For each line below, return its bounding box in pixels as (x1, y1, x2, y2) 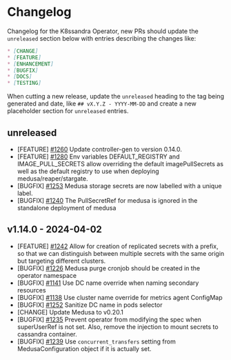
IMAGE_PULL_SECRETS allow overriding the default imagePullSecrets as (17, 160, 224, 168)
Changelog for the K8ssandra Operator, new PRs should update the (7, 27, 199, 35)
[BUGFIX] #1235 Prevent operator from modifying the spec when (17, 315, 202, 323)
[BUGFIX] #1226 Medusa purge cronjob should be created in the (17, 263, 201, 272)
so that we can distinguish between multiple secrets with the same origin (17, 249, 225, 257)
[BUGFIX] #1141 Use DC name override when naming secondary (17, 279, 199, 287)
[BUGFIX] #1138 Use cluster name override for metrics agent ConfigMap (17, 293, 223, 301)
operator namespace (17, 271, 77, 279)
